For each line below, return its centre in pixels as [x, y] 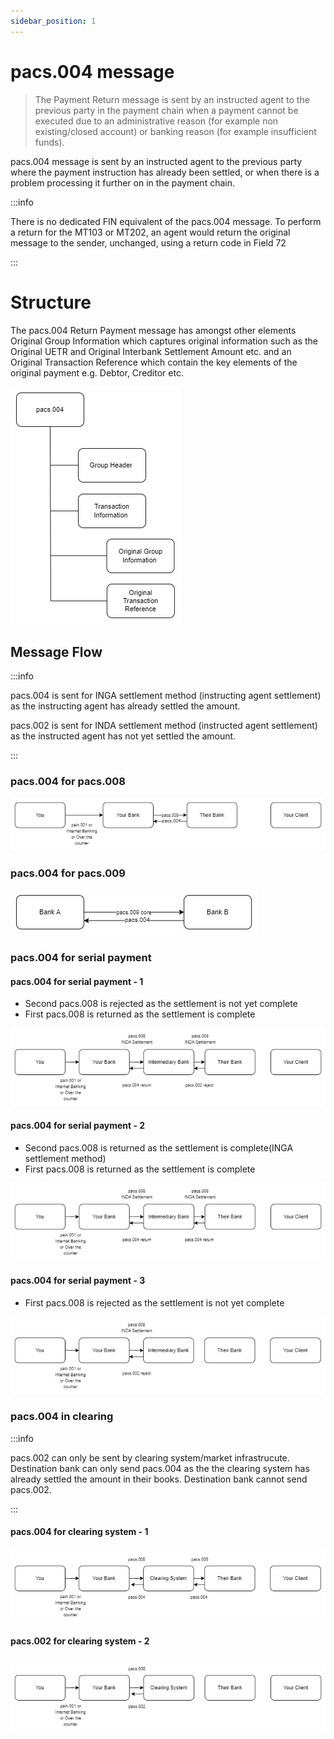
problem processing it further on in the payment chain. [122, 182]
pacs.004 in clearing [62, 1417]
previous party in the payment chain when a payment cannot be [166, 110]
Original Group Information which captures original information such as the [164, 341]
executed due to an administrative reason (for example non [156, 121]
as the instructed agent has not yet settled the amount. [123, 736]
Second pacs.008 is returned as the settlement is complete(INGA [159, 1147]
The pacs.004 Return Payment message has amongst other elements [153, 330]
